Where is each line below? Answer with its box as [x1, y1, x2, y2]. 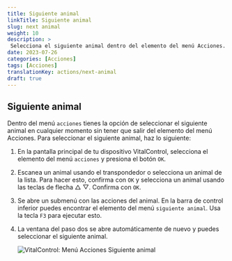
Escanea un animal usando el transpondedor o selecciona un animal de [17, 168, 222, 177]
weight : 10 [7, 29, 39, 37]
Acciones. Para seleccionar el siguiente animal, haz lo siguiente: [7, 134, 192, 143]
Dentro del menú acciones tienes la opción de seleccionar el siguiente [7, 119, 208, 127]
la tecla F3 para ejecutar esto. [17, 212, 102, 220]
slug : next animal [7, 23, 61, 30]
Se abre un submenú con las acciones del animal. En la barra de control [17, 196, 224, 205]
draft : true [7, 74, 42, 82]
